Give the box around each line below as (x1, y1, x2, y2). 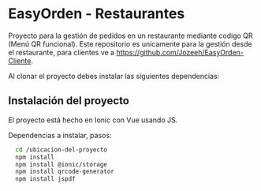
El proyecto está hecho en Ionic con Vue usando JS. (8, 115, 178, 125)
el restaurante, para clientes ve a (8, 47, 115, 57)
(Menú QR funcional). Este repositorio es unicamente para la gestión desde (8, 39, 252, 48)
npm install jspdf (15, 175, 76, 183)
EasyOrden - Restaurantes (8, 5, 185, 23)
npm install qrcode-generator (15, 167, 114, 176)
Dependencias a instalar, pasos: (8, 130, 112, 140)
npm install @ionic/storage (15, 160, 108, 168)
